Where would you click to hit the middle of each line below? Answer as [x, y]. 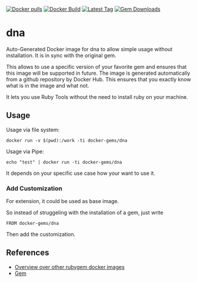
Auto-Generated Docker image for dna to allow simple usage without [89, 49]
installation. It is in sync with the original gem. [61, 55]
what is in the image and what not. [48, 85]
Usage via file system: [33, 130]
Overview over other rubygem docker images [69, 267]
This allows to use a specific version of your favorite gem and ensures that [96, 67]
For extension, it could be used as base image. [63, 201]
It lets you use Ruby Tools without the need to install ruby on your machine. [97, 97]
